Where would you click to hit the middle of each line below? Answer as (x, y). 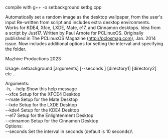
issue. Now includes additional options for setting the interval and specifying (84, 44)
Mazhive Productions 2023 (33, 59)
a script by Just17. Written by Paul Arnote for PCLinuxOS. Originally (74, 33)
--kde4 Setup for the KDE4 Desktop (42, 110)
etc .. (11, 74)
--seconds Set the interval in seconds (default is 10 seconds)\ (69, 131)
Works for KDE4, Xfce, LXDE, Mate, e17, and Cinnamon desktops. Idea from (83, 28)
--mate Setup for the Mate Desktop (42, 99)
